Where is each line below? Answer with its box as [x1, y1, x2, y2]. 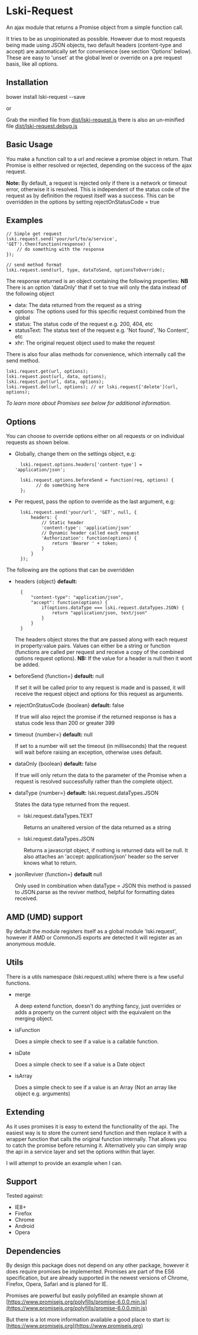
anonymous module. [6, 940, 56, 947]
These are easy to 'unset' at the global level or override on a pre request [6, 54, 182, 61]
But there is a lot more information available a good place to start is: [6, 1316, 171, 1323]
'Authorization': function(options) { [41, 536, 137, 541]
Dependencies [6, 1246, 61, 1256]
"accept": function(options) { [30, 599, 108, 606]
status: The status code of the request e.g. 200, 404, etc [14, 321, 153, 328]
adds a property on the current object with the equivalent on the [14, 1008, 171, 1015]
